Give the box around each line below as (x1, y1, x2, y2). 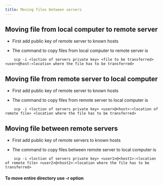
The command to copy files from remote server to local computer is (12, 97, 148, 103)
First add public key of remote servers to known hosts (12, 138, 121, 143)
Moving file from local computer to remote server (5, 25, 158, 34)
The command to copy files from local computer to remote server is (12, 47, 148, 54)
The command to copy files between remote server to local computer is (12, 147, 157, 153)
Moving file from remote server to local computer (5, 74, 158, 83)
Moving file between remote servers (5, 124, 118, 133)
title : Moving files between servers (5, 7, 82, 12)
